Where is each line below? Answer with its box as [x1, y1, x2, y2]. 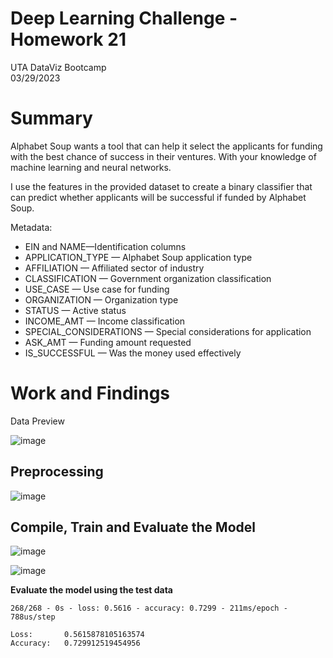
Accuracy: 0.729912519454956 [10, 638, 141, 649]
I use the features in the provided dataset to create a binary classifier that [10, 180, 313, 192]
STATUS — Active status [24, 304, 127, 316]
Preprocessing [10, 463, 104, 481]
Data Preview [10, 415, 65, 427]
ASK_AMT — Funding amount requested [24, 336, 192, 348]
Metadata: [10, 221, 53, 233]
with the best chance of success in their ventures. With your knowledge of [10, 150, 317, 162]
